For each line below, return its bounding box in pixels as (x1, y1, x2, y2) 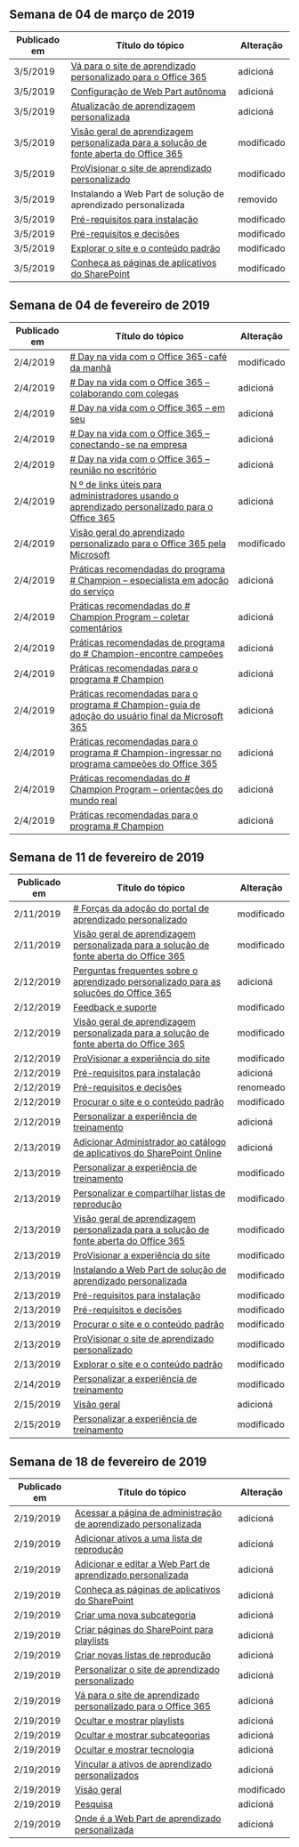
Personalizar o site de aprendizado (74, 1664, 220, 1676)
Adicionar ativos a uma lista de (74, 1532, 203, 1545)
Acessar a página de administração (74, 1507, 222, 1520)
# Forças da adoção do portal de (72, 902, 210, 915)
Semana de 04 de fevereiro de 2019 (9, 298, 211, 313)
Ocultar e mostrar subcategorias (74, 1730, 211, 1742)
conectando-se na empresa (69, 438, 188, 450)
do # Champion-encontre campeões (69, 647, 224, 659)
